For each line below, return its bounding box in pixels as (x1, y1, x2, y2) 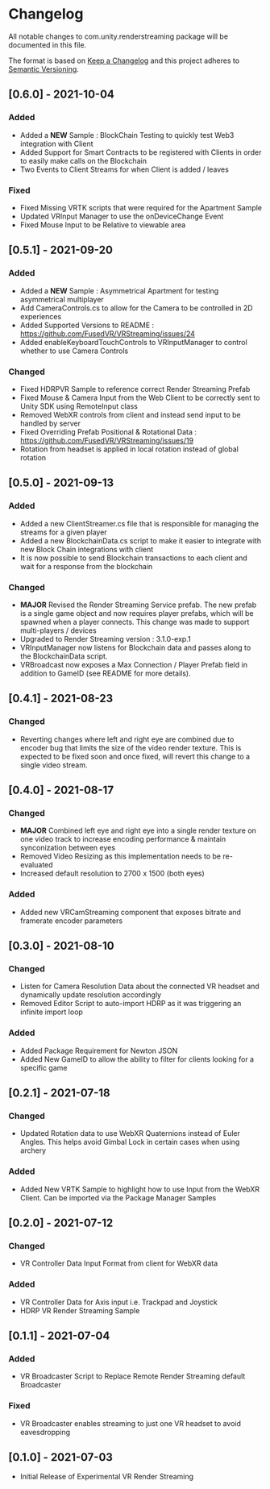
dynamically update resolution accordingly (19, 990, 162, 1000)
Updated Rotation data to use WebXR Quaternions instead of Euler (19, 1129, 240, 1138)
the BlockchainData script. (19, 651, 108, 661)
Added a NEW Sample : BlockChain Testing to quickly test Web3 (19, 130, 235, 139)
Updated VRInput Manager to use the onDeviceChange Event (19, 211, 224, 221)
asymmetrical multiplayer (19, 294, 105, 304)
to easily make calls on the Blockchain (19, 156, 147, 165)
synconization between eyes (19, 843, 115, 853)
